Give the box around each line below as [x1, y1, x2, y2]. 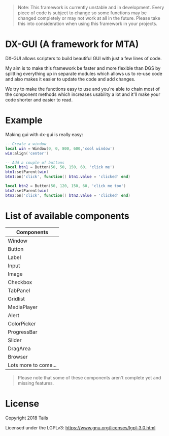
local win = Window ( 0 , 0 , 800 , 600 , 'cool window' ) [5, 146, 115, 151]
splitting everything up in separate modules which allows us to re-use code [5, 70, 162, 76]
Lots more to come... [8, 362, 57, 369]
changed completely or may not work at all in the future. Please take [17, 15, 161, 21]
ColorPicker [8, 320, 37, 327]
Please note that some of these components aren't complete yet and [17, 374, 161, 380]
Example [5, 115, 43, 126]
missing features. [17, 380, 54, 386]
